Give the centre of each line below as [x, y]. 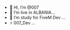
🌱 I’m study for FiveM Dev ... [37, 17]
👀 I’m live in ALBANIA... [32, 12]
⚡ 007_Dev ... [22, 23]
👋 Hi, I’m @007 [24, 7]
